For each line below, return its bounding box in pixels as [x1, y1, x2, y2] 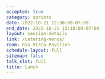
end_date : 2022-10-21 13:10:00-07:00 [6, 25, 100, 31]
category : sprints [6, 14, 52, 20]
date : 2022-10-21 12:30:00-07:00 [6, 20, 89, 26]
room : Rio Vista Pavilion [6, 42, 70, 48]
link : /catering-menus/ [6, 36, 65, 42]
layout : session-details [6, 31, 68, 37]
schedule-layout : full [6, 48, 62, 53]
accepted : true [6, 8, 44, 15]
